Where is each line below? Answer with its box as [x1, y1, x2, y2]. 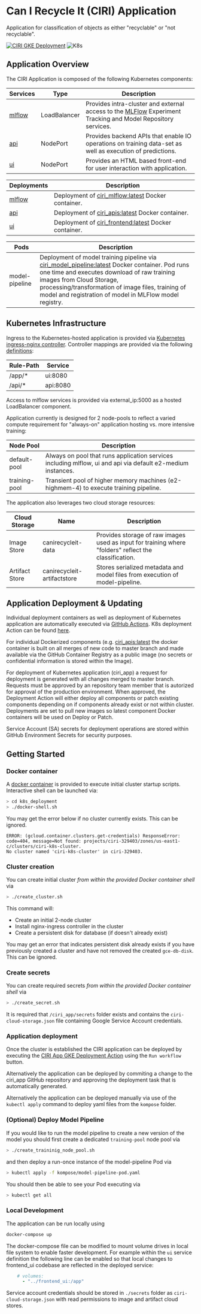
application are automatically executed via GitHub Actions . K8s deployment [6, 620, 192, 628]
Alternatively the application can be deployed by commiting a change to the [6, 1070, 193, 1077]
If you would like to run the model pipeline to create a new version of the [6, 1129, 185, 1136]
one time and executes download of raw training [39, 268, 175, 276]
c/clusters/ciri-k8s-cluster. [6, 843, 82, 849]
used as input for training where [96, 538, 186, 546]
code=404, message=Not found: [6, 838, 82, 844]
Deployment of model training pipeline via [39, 253, 157, 261]
